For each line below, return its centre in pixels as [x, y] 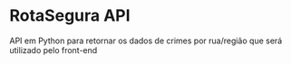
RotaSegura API [70, 16]
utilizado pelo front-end [53, 50]
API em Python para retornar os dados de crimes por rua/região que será [146, 41]
